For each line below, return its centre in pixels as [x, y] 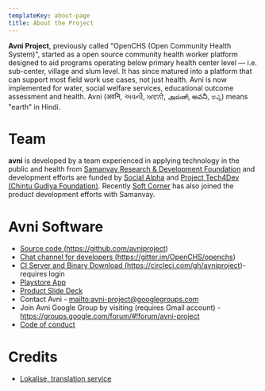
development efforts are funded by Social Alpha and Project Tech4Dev [124, 178]
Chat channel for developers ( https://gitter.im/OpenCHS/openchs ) [128, 257]
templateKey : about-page [49, 15]
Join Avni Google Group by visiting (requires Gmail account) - [120, 308]
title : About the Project [51, 23]
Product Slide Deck [51, 291]
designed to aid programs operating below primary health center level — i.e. [133, 62]
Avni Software [56, 226]
